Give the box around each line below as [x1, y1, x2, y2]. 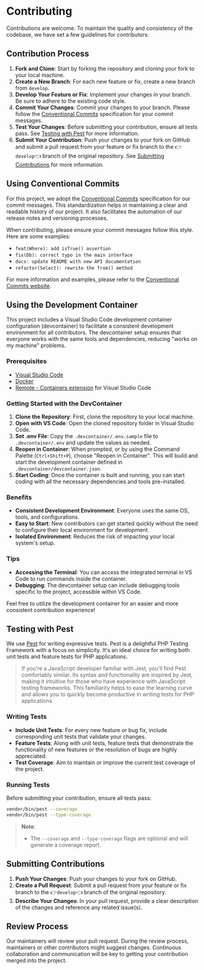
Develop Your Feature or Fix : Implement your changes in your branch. [15, 90, 192, 98]
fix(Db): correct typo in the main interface [15, 252, 133, 258]
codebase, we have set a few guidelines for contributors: [6, 31, 149, 38]
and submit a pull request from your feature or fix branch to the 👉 [15, 143, 182, 150]
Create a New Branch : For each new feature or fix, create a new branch [15, 77, 196, 85]
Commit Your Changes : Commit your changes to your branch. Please [15, 104, 191, 111]
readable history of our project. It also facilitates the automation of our [6, 207, 183, 215]
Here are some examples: [6, 232, 71, 240]
